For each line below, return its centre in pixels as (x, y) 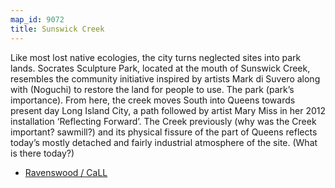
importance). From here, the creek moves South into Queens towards (153, 100)
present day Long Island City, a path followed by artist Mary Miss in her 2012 (168, 110)
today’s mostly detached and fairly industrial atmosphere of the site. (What (164, 142)
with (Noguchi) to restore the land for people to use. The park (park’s (152, 89)
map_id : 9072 (37, 19)
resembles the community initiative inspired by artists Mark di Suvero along (165, 78)
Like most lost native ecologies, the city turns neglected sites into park (156, 57)
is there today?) (42, 153)
